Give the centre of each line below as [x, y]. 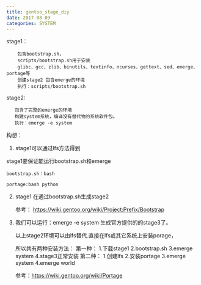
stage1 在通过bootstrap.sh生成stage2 [62, 197]
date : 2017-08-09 [28, 18]
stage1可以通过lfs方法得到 [48, 148]
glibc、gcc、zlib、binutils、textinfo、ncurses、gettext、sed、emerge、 [108, 67]
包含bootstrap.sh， [41, 54]
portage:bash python [33, 185]
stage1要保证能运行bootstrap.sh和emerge [59, 161]
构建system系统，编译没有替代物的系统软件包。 [66, 117]
